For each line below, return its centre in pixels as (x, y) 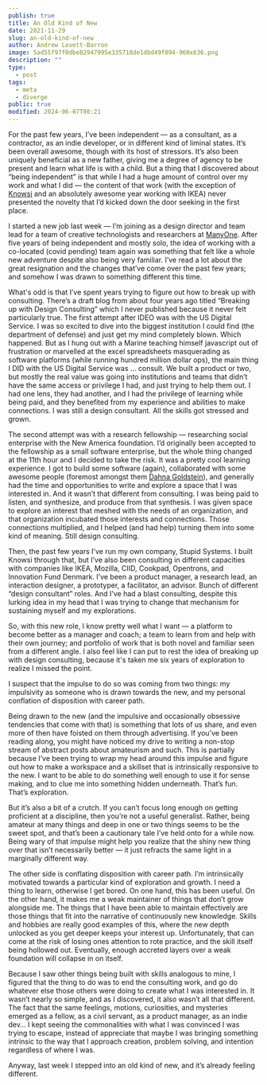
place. (19, 211)
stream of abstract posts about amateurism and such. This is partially (122, 750)
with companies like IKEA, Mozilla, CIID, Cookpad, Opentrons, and (116, 568)
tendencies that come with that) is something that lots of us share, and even (132, 724)
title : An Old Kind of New (53, 23)
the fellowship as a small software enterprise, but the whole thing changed (130, 451)
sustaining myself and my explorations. (72, 611)
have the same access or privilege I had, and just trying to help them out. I (130, 385)
